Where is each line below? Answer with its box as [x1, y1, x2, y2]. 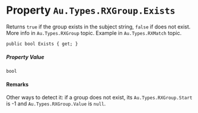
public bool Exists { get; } [6, 41, 78, 47]
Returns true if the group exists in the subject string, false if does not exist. [6, 23, 191, 30]
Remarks [6, 80, 29, 88]
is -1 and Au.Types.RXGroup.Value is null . [6, 100, 106, 107]
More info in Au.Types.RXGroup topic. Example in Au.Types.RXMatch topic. [6, 29, 182, 36]
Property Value [6, 53, 44, 60]
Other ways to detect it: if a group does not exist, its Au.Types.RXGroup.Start [6, 94, 193, 101]
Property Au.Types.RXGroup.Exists [6, 4, 176, 17]
